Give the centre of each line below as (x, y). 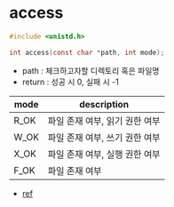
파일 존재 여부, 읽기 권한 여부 (104, 121)
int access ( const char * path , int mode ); (87, 52)
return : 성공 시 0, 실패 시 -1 (71, 82)
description (104, 104)
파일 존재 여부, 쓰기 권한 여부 (104, 138)
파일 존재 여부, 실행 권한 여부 (104, 154)
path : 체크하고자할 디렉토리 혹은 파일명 (91, 70)
